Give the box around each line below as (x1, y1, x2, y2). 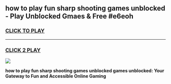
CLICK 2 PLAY (5, 46, 41, 53)
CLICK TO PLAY (5, 27, 45, 35)
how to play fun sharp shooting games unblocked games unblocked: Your (5, 67, 164, 73)
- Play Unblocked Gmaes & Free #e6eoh (5, 12, 134, 21)
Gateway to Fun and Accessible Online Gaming (5, 73, 106, 79)
